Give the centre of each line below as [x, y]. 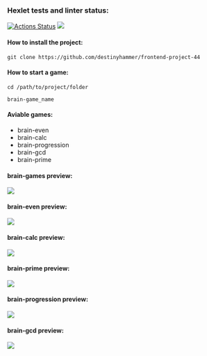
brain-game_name [31, 99]
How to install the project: [45, 42]
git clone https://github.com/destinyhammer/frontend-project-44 [104, 57]
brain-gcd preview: [35, 330]
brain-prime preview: [39, 268]
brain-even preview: [37, 207]
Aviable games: [30, 115]
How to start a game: [38, 72]
